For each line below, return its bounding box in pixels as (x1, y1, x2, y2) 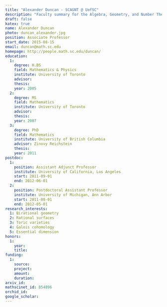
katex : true (5, 21, 30, 26)
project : (14, 266, 32, 271)
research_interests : (5, 206, 48, 211)
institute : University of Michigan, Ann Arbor (14, 192, 112, 197)
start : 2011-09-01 (14, 174, 52, 179)
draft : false (5, 16, 32, 21)
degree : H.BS (14, 63, 41, 68)
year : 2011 (14, 151, 37, 156)
